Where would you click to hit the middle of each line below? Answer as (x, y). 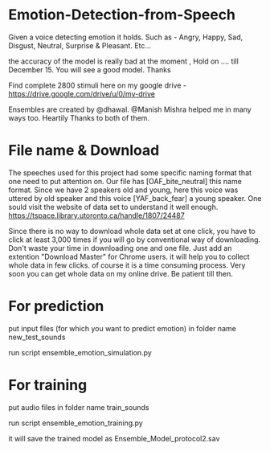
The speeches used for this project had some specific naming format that (130, 172)
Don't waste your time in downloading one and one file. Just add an (120, 248)
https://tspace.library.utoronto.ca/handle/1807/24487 (96, 215)
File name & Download (84, 151)
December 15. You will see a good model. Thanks (90, 69)
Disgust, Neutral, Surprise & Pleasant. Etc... (80, 45)
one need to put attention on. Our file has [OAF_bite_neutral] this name (125, 181)
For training (48, 385)
